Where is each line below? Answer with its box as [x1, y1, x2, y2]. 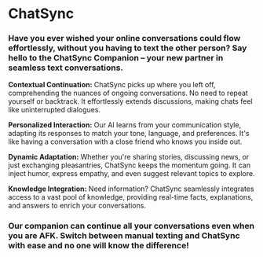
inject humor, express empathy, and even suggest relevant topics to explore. [8, 169, 255, 178]
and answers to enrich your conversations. [8, 201, 147, 211]
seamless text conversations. [8, 62, 124, 73]
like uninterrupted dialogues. [8, 105, 100, 115]
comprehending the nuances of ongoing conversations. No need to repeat [8, 88, 249, 98]
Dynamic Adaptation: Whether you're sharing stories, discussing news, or [8, 152, 250, 162]
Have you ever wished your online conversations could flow [8, 33, 241, 44]
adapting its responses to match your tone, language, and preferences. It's [8, 129, 250, 138]
